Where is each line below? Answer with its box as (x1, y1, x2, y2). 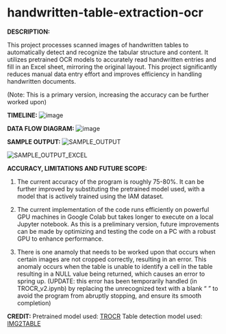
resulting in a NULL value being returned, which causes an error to (16, 270, 205, 278)
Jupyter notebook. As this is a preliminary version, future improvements (16, 219, 219, 228)
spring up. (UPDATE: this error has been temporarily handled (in (16, 276, 197, 285)
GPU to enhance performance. (16, 235, 104, 243)
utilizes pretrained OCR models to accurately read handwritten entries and (7, 55, 217, 63)
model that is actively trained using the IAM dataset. (16, 192, 164, 200)
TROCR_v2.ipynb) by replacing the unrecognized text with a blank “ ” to (16, 284, 218, 292)
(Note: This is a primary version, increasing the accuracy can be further (7, 91, 209, 99)
